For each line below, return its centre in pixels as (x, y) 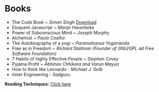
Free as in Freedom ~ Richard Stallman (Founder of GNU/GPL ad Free (83, 48)
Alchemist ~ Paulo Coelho (38, 38)
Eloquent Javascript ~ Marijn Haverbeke (53, 27)
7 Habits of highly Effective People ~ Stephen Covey (65, 59)
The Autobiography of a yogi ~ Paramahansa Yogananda (71, 43)
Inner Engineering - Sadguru (41, 74)
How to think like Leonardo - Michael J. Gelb (57, 69)
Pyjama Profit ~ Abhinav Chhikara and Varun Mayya (65, 64)
